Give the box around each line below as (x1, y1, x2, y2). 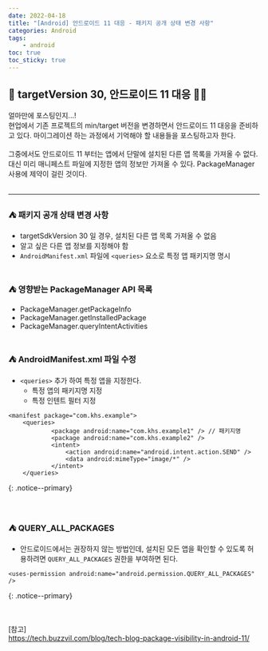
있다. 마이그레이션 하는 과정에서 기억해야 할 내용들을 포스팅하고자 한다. (16, 130, 236, 140)
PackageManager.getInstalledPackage (19, 313, 147, 323)
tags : (8, 34, 26, 42)
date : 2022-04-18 (8, 11, 66, 20)
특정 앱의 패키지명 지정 (31, 385, 103, 395)
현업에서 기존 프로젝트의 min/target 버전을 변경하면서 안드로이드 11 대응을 (8, 121, 238, 130)
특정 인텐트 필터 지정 (31, 395, 97, 405)
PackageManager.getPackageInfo (19, 304, 132, 314)
